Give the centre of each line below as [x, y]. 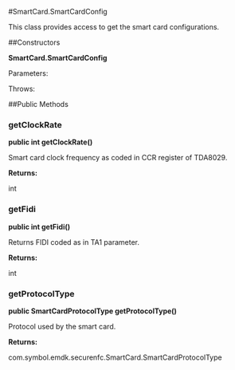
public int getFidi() [39, 226]
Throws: [22, 89]
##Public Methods [39, 104]
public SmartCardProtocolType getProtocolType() [93, 311]
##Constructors [34, 42]
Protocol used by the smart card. [62, 326]
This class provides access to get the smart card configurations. [114, 27]
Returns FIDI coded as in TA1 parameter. [74, 242]
